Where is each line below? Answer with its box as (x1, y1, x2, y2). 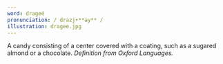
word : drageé (7, 10, 45, 17)
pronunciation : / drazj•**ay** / (7, 17, 104, 23)
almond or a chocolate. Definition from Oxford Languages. (7, 49, 174, 57)
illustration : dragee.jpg (7, 23, 81, 30)
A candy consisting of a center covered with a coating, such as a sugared (7, 42, 217, 50)
